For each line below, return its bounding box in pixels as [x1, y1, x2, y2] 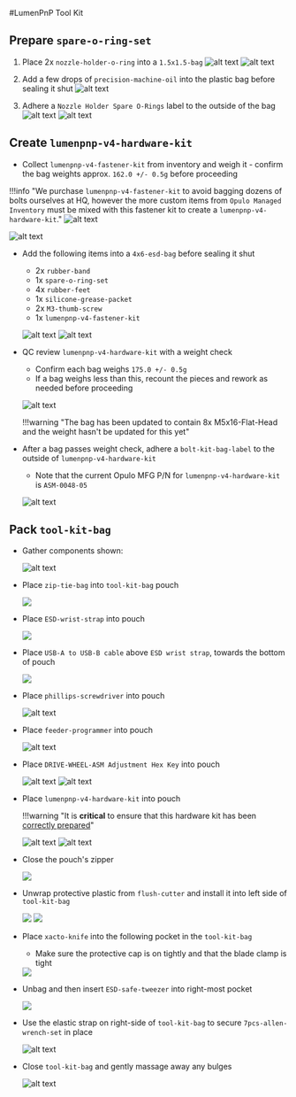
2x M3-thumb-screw [34, 303, 102, 313]
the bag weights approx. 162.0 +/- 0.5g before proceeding [21, 168, 239, 179]
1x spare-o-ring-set [34, 274, 109, 285]
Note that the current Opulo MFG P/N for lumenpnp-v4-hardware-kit [34, 469, 281, 481]
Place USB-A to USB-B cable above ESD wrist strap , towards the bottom [21, 647, 285, 658]
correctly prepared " [21, 820, 95, 830]
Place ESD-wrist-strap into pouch [21, 614, 146, 624]
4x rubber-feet [34, 283, 91, 295]
